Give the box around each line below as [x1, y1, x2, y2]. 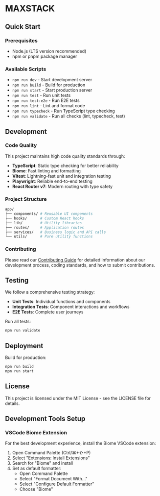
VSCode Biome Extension [5, 429, 68, 436]
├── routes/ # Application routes [5, 225, 84, 230]
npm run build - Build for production [12, 82, 86, 88]
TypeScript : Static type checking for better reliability [12, 163, 119, 168]
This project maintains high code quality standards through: [5, 153, 126, 159]
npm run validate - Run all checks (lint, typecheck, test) [12, 113, 126, 119]
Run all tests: [5, 319, 31, 325]
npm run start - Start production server [12, 87, 92, 93]
